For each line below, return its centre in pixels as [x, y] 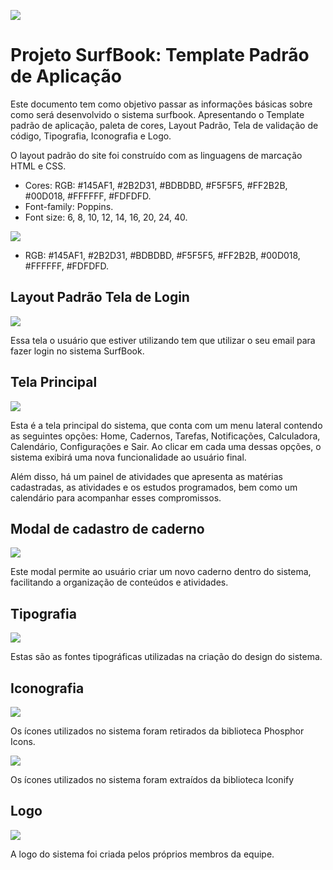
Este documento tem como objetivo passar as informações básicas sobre [161, 104]
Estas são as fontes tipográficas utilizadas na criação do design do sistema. [166, 657]
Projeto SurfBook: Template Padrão [160, 55]
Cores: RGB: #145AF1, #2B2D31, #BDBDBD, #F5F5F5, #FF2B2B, [156, 185]
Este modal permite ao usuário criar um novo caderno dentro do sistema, [161, 572]
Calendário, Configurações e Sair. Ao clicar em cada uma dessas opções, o [166, 446]
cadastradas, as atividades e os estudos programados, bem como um [154, 487]
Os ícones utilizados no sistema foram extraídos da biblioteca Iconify [152, 779]
